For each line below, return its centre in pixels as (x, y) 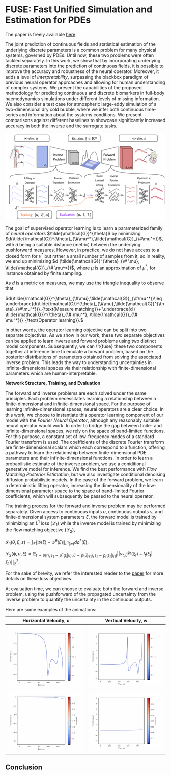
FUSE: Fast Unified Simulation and (79, 9)
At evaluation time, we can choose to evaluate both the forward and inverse (84, 589)
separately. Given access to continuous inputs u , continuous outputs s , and (84, 511)
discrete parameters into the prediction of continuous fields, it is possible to (84, 66)
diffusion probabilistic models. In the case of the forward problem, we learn (84, 480)
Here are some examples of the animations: (51, 609)
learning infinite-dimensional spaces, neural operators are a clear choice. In (84, 409)
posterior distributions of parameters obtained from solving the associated (83, 357)
